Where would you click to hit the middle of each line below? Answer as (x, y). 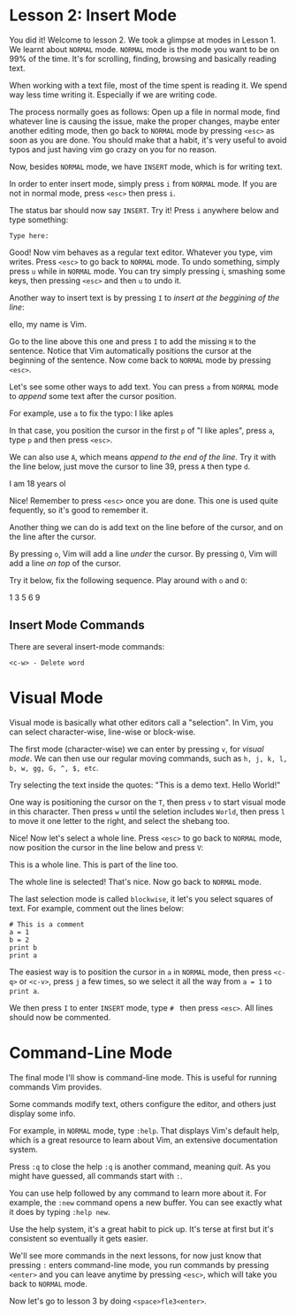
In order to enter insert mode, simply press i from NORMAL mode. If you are (143, 183)
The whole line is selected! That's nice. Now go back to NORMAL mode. (136, 881)
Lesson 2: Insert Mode (93, 15)
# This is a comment (47, 924)
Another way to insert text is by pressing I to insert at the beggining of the (144, 297)
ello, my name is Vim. (48, 324)
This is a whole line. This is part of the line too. (94, 865)
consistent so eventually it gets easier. (79, 1238)
